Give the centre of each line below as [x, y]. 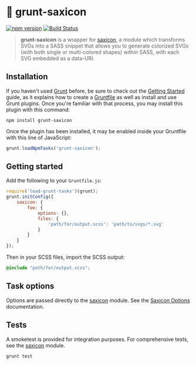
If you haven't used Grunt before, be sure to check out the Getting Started [95, 91]
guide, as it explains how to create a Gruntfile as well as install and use [92, 97]
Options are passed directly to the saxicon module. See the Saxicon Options [98, 300]
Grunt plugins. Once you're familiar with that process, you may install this [94, 103]
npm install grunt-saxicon [39, 120]
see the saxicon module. [36, 345]
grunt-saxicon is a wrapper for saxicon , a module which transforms [103, 39]
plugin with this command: [38, 109]
